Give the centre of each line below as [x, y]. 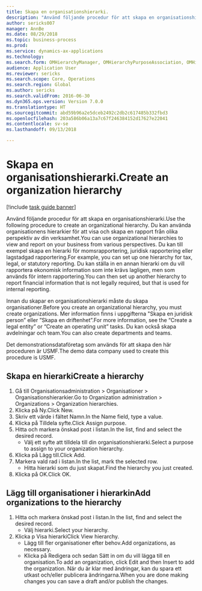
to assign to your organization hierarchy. [74, 448]
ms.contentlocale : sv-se [37, 124]
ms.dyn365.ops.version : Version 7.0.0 [55, 101]
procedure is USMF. [31, 357]
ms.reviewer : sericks [33, 74]
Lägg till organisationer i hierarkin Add [78, 493]
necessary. [38, 549]
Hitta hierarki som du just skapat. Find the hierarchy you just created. [109, 467]
